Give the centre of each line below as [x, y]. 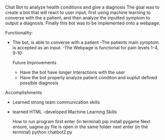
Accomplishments [24, 92]
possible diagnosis [39, 83]
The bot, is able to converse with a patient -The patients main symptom [85, 42]
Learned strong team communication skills [56, 102]
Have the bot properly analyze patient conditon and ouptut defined [88, 77]
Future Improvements [34, 63]
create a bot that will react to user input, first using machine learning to [78, 12]
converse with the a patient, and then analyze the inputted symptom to [78, 18]
